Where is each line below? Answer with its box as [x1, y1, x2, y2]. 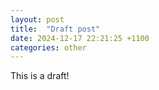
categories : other [10, 42, 87, 53]
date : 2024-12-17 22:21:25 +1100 [10, 33, 150, 43]
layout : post [10, 14, 65, 25]
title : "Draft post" [10, 24, 101, 34]
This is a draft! [10, 70, 70, 82]
